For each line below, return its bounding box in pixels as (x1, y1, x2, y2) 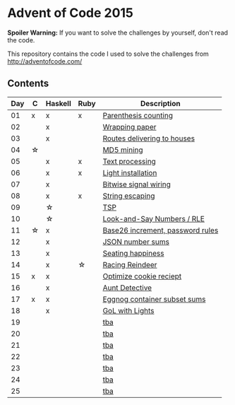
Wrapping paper (102, 122, 157, 131)
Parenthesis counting (102, 110, 174, 120)
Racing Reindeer (102, 259, 157, 269)
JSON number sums (102, 237, 169, 247)
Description (140, 98, 181, 108)
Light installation (102, 168, 157, 177)
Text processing (102, 156, 157, 166)
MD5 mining (102, 145, 143, 155)
